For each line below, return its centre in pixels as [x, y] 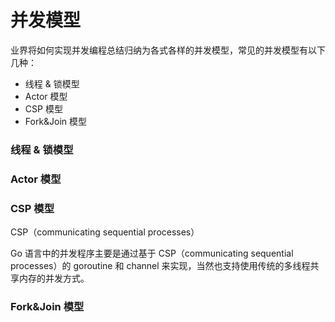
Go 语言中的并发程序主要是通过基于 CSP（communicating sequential [152, 253]
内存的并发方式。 [54, 278]
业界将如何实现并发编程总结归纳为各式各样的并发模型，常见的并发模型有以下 [168, 50]
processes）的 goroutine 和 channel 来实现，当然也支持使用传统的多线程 [160, 266]
